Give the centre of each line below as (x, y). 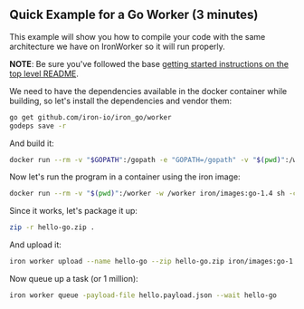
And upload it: (35, 245)
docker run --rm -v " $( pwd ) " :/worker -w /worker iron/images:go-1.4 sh (147, 194)
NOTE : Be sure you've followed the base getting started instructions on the (149, 63)
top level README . (44, 73)
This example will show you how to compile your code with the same (138, 36)
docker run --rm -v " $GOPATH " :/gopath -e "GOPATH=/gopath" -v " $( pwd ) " (147, 159)
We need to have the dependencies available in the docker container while (148, 91)
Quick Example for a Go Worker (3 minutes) (134, 15)
